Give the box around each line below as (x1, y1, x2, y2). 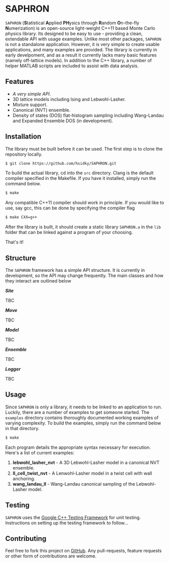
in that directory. (5, 425, 39, 431)
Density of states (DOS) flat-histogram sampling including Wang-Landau (12, 112, 164, 118)
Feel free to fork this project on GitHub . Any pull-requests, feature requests (5, 548, 162, 554)
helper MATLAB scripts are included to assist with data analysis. (5, 63, 139, 69)
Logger (5, 366, 21, 372)
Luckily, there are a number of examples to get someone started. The (5, 409, 150, 415)
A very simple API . (12, 90, 51, 97)
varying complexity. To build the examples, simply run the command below (5, 420, 161, 426)
